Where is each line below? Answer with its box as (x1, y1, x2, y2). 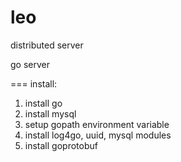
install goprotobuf (24, 139, 98, 151)
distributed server (10, 39, 84, 51)
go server (10, 58, 50, 70)
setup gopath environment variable (24, 118, 170, 130)
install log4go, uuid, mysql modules (24, 129, 172, 141)
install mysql (24, 107, 77, 120)
